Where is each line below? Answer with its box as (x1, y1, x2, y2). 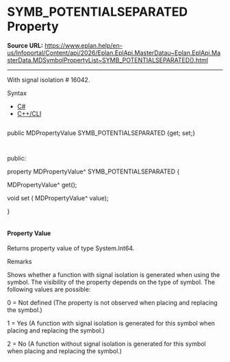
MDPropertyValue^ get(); (7, 180, 77, 189)
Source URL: (7, 41, 43, 49)
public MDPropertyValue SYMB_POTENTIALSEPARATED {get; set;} (7, 128, 196, 137)
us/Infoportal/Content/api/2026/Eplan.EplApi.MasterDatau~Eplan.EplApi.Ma (7, 49, 221, 57)
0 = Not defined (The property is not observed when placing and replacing (7, 299, 218, 307)
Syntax (7, 88, 27, 97)
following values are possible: (7, 285, 91, 293)
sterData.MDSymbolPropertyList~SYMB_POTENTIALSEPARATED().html (7, 56, 209, 64)
